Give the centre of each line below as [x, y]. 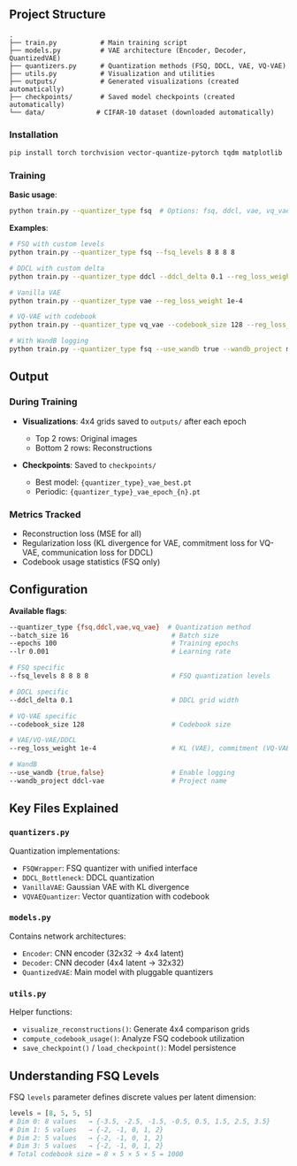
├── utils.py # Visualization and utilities [112, 73]
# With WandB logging [49, 341]
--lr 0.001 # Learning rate [120, 652]
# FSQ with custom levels [57, 244]
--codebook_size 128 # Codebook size [120, 725]
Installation [34, 134]
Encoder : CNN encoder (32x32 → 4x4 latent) [103, 953]
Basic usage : [33, 195]
